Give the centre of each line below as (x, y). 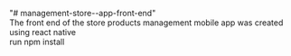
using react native (43, 32)
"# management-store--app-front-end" (83, 13)
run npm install (37, 42)
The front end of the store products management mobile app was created (146, 23)
